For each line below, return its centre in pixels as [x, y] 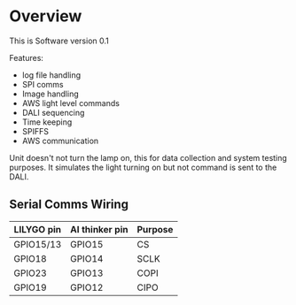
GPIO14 [86, 258]
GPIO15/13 [38, 244]
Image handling [50, 94]
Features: [27, 57]
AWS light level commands [70, 103]
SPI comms [43, 84]
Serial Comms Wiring [69, 205]
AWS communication [60, 141]
